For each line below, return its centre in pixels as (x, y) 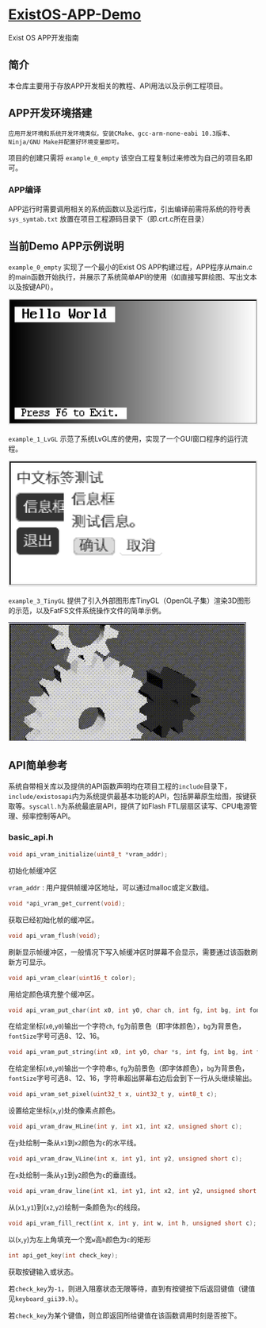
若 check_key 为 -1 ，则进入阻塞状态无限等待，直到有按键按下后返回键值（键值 (132, 1288)
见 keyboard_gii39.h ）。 (46, 1298)
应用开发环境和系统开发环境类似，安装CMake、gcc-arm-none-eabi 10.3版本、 (121, 133)
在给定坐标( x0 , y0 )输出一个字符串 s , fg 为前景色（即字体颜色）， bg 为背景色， (129, 1068)
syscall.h (45, 807)
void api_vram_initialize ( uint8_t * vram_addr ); (88, 855)
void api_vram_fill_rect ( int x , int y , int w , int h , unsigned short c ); (133, 1223)
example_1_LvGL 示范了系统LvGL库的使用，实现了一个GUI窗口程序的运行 (125, 438)
